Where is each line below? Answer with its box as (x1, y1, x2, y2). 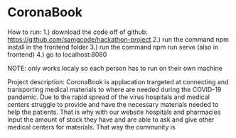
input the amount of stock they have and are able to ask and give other (7, 115, 215, 124)
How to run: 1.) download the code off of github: (7, 28, 148, 36)
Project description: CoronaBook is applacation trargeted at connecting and (7, 77, 229, 86)
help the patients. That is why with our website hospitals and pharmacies (7, 108, 221, 116)
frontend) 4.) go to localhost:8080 (7, 50, 107, 59)
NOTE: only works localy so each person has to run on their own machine (7, 64, 222, 72)
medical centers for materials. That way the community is (7, 122, 176, 131)
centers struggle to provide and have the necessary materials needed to (7, 100, 219, 108)
